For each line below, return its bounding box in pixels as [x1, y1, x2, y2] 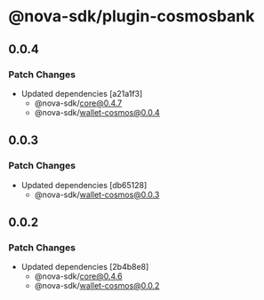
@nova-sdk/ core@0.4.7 [34, 98, 123, 108]
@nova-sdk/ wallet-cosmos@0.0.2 [34, 280, 160, 291]
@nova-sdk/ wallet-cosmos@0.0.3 [34, 189, 160, 200]
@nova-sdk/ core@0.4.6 [34, 271, 123, 281]
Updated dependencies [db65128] [20, 179, 148, 190]
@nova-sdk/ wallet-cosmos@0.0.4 [34, 107, 161, 117]
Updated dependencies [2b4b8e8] [20, 262, 149, 272]
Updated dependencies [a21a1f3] [20, 88, 143, 99]
